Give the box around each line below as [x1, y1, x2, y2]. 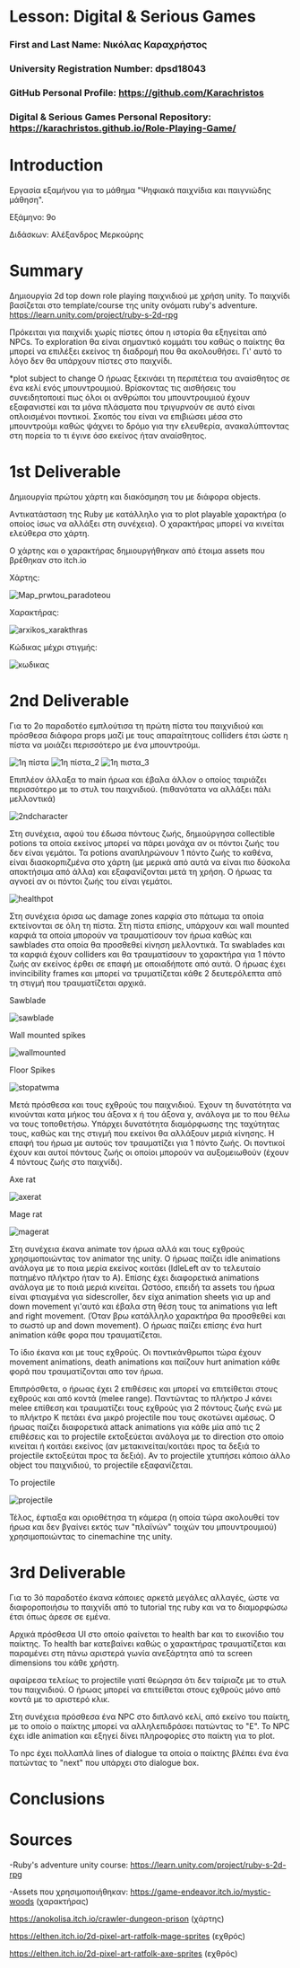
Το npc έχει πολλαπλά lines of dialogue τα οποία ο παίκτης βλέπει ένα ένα [9, 1747, 289, 1758]
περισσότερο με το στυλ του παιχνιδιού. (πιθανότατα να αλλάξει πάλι [9, 783, 271, 794]
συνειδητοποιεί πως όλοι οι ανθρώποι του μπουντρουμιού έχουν [9, 392, 251, 402]
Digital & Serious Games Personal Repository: [9, 110, 212, 123]
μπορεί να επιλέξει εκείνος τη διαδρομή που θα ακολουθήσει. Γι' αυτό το [9, 346, 282, 357]
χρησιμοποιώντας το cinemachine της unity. [9, 1531, 173, 1541]
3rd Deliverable [9, 1562, 126, 1583]
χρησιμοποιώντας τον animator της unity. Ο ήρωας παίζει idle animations [9, 1253, 280, 1264]
